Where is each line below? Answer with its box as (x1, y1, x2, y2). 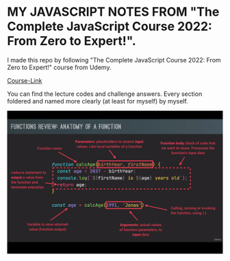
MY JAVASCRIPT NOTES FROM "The (7, 4, 220, 20)
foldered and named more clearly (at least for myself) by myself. (7, 97, 188, 105)
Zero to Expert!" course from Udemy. (7, 63, 112, 71)
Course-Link (7, 76, 42, 84)
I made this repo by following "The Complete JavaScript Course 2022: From (7, 55, 221, 64)
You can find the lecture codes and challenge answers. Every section (7, 90, 203, 98)
